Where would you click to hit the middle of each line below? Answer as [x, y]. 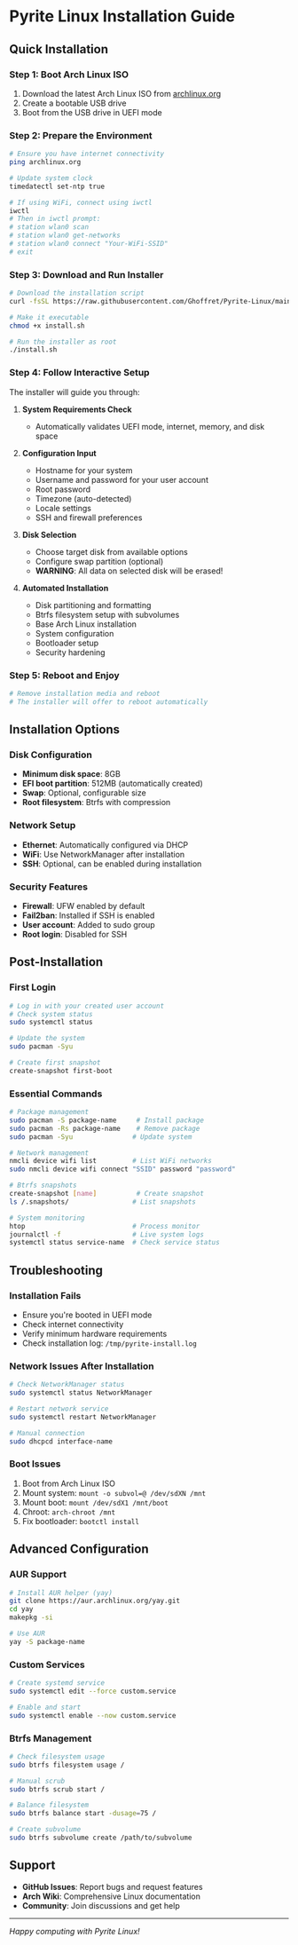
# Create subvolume [45, 1830]
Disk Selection [49, 534]
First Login [32, 987]
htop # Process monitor [105, 1226]
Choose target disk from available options [111, 551]
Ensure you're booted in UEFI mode [87, 1315]
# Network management [49, 1153]
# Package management [49, 1112]
